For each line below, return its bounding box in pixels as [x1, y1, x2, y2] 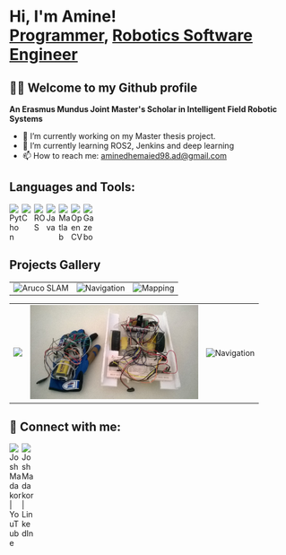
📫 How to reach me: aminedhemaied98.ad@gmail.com [22, 151, 227, 160]
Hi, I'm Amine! [9, 6, 117, 27]
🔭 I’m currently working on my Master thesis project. [22, 131, 216, 141]
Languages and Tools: [9, 179, 136, 195]
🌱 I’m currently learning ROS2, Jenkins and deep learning [22, 141, 235, 151]
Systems [9, 114, 43, 124]
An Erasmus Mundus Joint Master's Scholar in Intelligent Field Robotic [9, 104, 278, 114]
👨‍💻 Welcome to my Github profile [9, 80, 198, 95]
